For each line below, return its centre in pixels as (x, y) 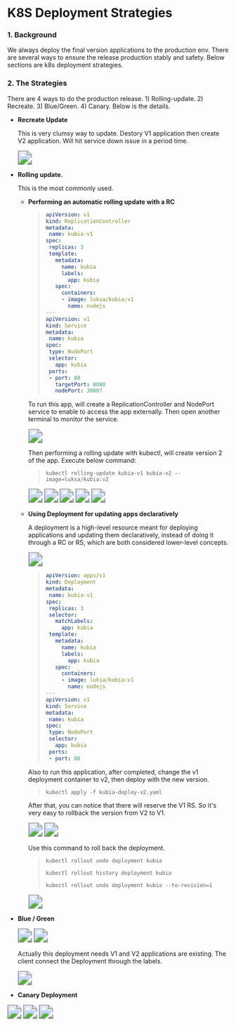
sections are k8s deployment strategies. (65, 65)
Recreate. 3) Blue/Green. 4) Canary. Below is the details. (89, 106)
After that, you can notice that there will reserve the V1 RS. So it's (122, 805)
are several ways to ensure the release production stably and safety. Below (116, 58)
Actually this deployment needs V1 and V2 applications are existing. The (122, 954)
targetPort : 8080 (80, 384)
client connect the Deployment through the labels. (90, 961)
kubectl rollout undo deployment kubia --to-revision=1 (129, 885)
